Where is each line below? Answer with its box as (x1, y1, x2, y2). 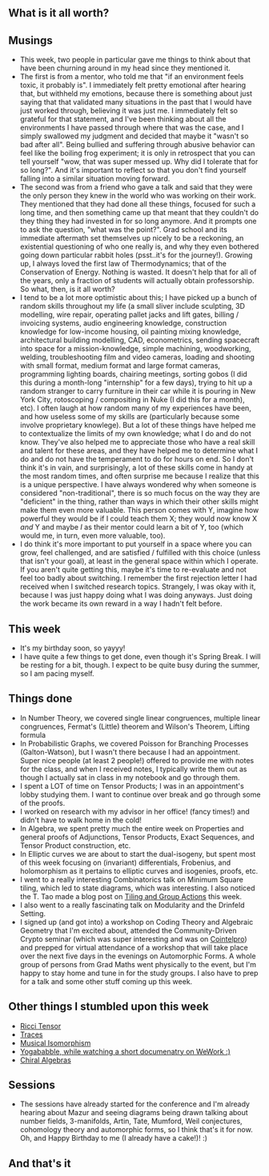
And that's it (8, 1156, 71, 1170)
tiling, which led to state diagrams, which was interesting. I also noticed (19, 883, 255, 893)
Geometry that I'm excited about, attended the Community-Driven (19, 926, 237, 935)
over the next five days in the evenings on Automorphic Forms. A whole (19, 951, 256, 961)
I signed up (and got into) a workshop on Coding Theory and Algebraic (19, 917, 254, 926)
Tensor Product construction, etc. (19, 840, 131, 850)
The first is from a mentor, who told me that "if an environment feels (19, 72, 244, 82)
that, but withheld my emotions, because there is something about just (19, 89, 253, 98)
